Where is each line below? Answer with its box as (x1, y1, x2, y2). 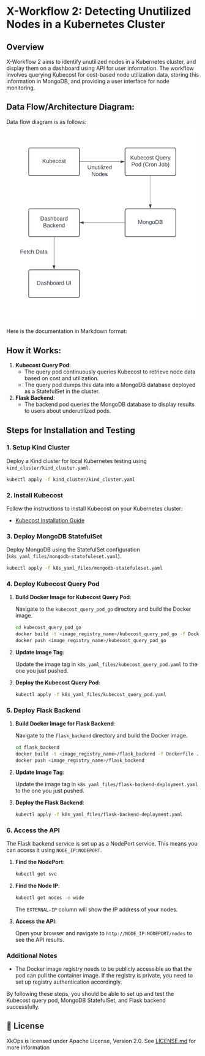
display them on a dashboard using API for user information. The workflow (6, 64, 194, 72)
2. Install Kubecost (6, 491, 63, 499)
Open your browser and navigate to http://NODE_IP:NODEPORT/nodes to (15, 929, 192, 936)
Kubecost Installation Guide (15, 516, 85, 524)
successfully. (6, 1003, 40, 1011)
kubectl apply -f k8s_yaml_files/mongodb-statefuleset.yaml (6, 565, 163, 572)
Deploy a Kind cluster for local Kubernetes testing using (6, 457, 147, 464)
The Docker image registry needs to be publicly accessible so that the (15, 965, 192, 973)
